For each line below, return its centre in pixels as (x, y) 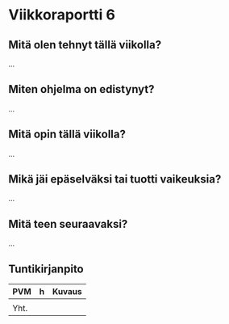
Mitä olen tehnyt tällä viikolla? (85, 45)
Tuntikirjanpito (46, 269)
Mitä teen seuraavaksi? (68, 224)
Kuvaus (67, 292)
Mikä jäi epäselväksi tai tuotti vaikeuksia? (115, 179)
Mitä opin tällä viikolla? (67, 135)
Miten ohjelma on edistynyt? (81, 89)
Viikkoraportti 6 (62, 15)
